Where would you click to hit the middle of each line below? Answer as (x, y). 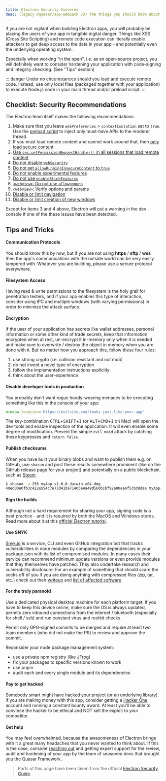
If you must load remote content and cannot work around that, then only (86, 142)
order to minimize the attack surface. (43, 307)
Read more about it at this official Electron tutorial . (56, 521)
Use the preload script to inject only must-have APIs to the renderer (81, 132)
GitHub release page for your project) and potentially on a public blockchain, (83, 470)
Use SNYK (17, 532)
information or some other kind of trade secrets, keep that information (77, 334)
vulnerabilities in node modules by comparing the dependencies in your (78, 548)
